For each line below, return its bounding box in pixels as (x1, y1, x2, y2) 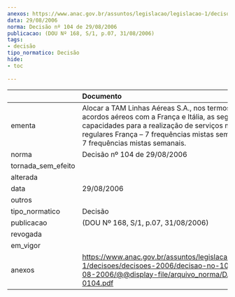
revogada (10, 229, 42, 239)
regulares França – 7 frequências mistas (82, 129, 215, 139)
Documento (82, 91, 122, 101)
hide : (7, 56, 23, 63)
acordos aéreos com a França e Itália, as (82, 111, 215, 121)
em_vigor (10, 240, 41, 250)
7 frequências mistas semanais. (82, 138, 187, 148)
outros (10, 195, 33, 205)
